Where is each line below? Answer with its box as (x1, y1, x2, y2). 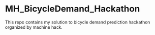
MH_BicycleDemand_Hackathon (5, 3, 140, 14)
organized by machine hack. (5, 24, 62, 30)
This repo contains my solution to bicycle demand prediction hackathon (5, 19, 150, 25)
